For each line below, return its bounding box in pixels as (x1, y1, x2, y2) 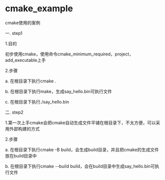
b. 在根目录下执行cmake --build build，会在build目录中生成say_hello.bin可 (5, 163, 155, 169)
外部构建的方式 (9, 126, 40, 131)
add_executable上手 (5, 57, 46, 63)
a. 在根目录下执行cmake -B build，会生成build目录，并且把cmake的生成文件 (5, 147, 159, 153)
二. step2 (5, 109, 24, 115)
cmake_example (5, 3, 73, 14)
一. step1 (5, 30, 23, 36)
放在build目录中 (5, 153, 37, 158)
